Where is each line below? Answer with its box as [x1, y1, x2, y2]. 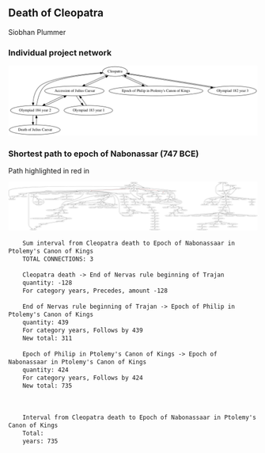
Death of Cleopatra [8, 6, 104, 20]
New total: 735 [22, 382, 73, 390]
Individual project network [8, 47, 112, 58]
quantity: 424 [22, 366, 69, 374]
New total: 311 [22, 334, 73, 342]
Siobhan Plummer [8, 27, 66, 36]
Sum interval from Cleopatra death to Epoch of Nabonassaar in [22, 239, 236, 247]
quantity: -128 [22, 279, 73, 287]
